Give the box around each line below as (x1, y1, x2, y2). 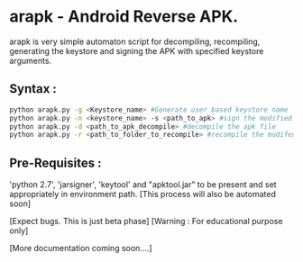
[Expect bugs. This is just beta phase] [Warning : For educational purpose (9, 216, 283, 227)
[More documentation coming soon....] (9, 243, 152, 254)
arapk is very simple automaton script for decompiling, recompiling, (9, 36, 261, 47)
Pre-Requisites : (9, 155, 102, 170)
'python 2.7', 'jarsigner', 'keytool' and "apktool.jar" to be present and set (9, 179, 277, 190)
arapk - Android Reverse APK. (9, 6, 239, 27)
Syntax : (9, 81, 57, 96)
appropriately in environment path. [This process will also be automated (9, 189, 277, 200)
